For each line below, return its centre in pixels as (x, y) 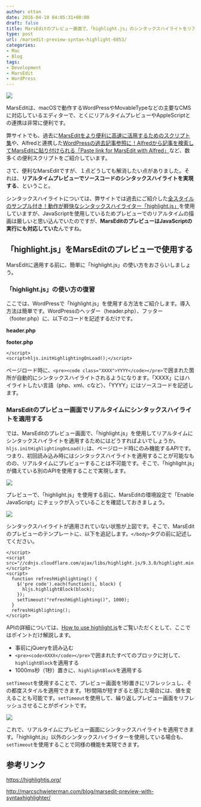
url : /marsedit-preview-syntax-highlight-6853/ (67, 40)
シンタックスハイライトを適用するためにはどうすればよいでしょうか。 (92, 440)
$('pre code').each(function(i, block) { (69, 584)
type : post (20, 34)
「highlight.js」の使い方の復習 (51, 289)
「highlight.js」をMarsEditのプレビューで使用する (100, 249)
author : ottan (24, 12)
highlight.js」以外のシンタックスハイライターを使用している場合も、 (103, 737)
